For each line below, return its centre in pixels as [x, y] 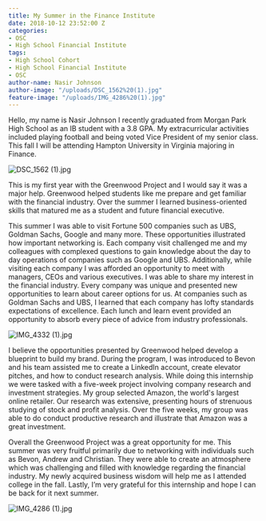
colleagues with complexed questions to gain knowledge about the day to [129, 252]
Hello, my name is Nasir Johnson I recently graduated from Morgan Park [127, 120]
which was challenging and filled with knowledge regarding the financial [127, 467]
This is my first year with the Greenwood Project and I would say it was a [128, 185]
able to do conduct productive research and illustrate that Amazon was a [128, 418]
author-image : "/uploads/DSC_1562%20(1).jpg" [85, 90]
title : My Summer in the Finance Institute [82, 16]
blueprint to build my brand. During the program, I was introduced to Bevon [132, 359]
